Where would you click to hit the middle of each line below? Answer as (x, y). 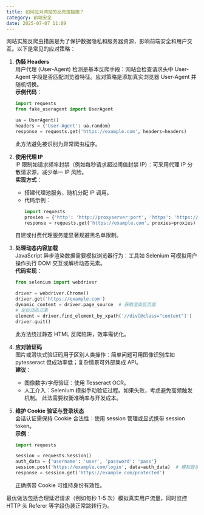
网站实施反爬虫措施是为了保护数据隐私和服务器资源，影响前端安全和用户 (97, 41)
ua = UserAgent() (37, 120)
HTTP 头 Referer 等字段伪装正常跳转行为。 (59, 505)
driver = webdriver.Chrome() (52, 293)
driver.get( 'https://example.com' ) (60, 299)
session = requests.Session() (53, 456)
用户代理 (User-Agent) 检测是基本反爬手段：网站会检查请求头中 (94, 69)
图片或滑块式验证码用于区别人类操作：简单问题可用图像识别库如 (95, 354)
